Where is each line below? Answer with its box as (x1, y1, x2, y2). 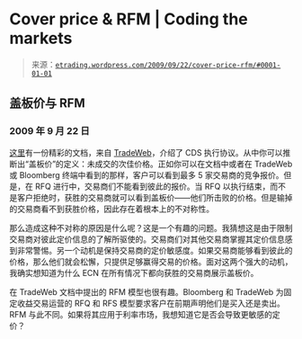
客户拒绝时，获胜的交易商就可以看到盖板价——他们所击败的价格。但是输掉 (16, 192, 293, 202)
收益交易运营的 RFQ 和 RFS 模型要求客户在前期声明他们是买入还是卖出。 (16, 298, 285, 308)
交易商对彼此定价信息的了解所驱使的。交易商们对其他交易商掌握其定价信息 (9, 234, 285, 245)
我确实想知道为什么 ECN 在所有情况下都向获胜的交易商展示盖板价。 (9, 267, 259, 278)
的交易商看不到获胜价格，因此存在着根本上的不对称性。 (9, 203, 214, 214)
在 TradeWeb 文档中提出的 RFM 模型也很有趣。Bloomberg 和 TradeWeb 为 (9, 286, 284, 297)
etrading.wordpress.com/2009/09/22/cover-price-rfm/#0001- (55, 60, 281, 69)
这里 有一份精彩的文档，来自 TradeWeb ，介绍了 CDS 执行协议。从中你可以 (9, 147, 283, 157)
